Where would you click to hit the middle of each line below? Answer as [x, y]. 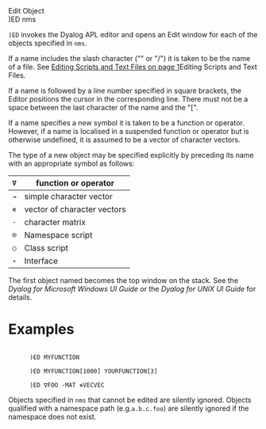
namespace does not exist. [52, 416]
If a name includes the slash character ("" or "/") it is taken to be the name [129, 58]
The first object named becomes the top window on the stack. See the [123, 280]
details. [20, 297]
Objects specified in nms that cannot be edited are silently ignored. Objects [130, 400]
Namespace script [58, 235]
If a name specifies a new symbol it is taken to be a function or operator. [126, 123]
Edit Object [27, 11]
